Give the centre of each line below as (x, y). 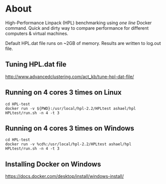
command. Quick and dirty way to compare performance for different (77, 28)
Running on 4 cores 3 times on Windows (70, 128)
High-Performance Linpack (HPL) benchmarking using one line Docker (78, 23)
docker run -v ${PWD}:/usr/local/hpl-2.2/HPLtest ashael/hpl (71, 108)
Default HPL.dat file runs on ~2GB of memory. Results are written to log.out (83, 43)
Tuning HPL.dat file (36, 64)
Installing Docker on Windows (53, 164)
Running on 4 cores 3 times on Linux (63, 93)
